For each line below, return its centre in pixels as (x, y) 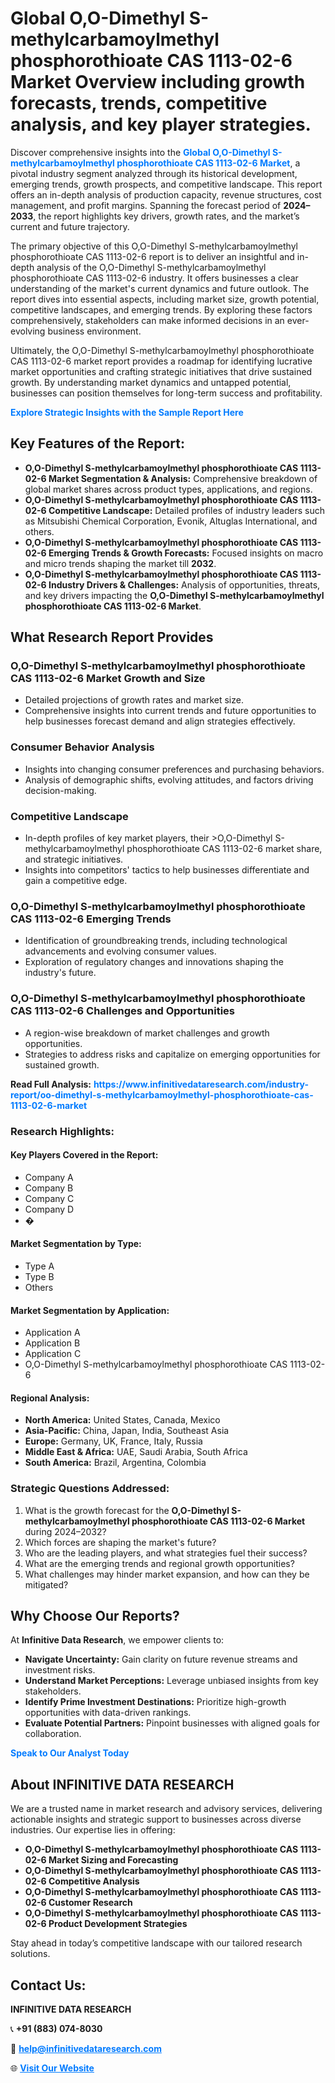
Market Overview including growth (158, 82)
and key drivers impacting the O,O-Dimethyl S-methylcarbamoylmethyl (174, 595)
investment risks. (60, 1670)
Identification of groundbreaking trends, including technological (156, 941)
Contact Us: (48, 1985)
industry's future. (60, 973)
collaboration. (53, 1734)
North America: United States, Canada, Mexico (122, 1420)
